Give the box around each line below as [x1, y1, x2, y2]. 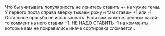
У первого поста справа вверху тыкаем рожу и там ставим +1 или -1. [5, 9, 153, 15]
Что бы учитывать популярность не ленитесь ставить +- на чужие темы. [5, 4, 161, 10]
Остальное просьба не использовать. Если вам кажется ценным [5, 15, 144, 20]
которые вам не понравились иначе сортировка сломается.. [5, 25, 136, 31]
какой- [144, 15, 159, 20]
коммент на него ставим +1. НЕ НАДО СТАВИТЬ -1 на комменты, [10, 20, 150, 26]
